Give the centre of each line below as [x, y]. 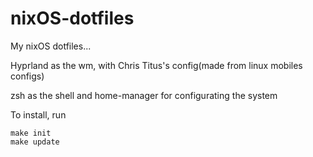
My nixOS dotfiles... [51, 46]
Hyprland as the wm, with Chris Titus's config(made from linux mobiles [156, 65]
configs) [27, 76]
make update [35, 142]
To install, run [38, 114]
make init [31, 133]
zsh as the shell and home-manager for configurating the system [144, 95]
